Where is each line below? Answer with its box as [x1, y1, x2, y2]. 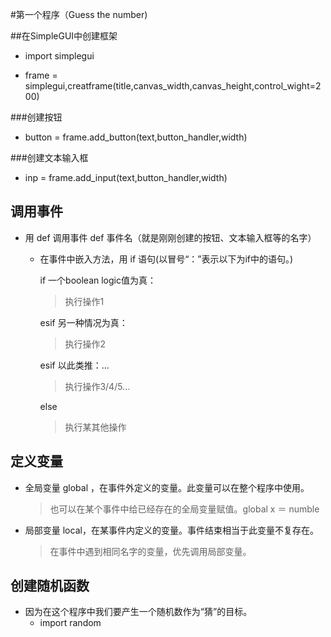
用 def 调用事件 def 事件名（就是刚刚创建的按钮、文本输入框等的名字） [24, 231, 317, 243]
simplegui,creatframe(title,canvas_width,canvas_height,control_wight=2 [24, 80, 322, 92]
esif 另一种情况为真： [39, 316, 128, 328]
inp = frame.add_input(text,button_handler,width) [24, 172, 228, 183]
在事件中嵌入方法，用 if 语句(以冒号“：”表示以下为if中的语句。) [39, 253, 294, 265]
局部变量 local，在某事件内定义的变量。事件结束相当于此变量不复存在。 [24, 524, 319, 536]
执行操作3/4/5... [64, 380, 131, 392]
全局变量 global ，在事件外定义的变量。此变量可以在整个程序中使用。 [24, 481, 310, 493]
